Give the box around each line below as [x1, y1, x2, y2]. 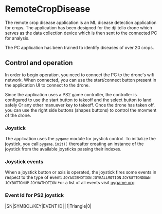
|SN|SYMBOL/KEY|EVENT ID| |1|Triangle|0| [5, 203, 91, 209]
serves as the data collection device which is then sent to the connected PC [5, 30, 157, 36]
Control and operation [5, 59, 73, 67]
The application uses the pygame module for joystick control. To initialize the [5, 136, 156, 142]
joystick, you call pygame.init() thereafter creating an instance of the [5, 141, 144, 147]
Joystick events [5, 158, 44, 165]
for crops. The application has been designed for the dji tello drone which [5, 24, 152, 30]
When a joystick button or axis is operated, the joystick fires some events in [5, 170, 157, 175]
